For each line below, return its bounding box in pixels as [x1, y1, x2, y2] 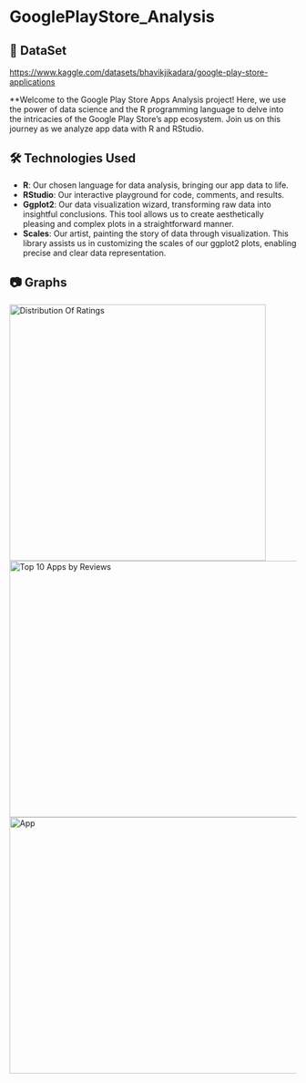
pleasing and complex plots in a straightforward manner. [22, 218, 234, 229]
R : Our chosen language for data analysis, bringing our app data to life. [22, 180, 289, 191]
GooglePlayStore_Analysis [9, 6, 216, 27]
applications [9, 77, 56, 88]
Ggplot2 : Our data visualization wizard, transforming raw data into [22, 199, 271, 210]
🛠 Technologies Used [9, 150, 137, 166]
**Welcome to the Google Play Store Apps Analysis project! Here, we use [9, 94, 287, 105]
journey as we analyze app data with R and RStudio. [9, 123, 205, 134]
